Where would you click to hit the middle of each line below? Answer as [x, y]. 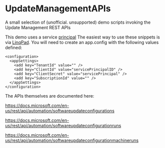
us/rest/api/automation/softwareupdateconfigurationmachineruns [72, 140]
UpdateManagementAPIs [58, 9]
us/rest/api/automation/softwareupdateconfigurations [60, 111]
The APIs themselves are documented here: [50, 96]
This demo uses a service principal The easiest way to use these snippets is [82, 37]
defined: [14, 47]
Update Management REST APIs [38, 27]
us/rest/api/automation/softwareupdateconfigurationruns [63, 125]
